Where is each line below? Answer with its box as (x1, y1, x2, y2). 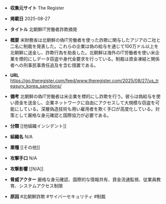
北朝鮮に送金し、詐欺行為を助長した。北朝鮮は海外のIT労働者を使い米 (10, 50, 155, 55)
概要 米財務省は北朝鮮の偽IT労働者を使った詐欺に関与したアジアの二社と (10, 37, 161, 43)
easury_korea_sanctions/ (10, 83, 62, 89)
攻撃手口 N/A (10, 155, 37, 161)
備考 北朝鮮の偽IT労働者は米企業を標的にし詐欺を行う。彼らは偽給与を (10, 93, 156, 99)
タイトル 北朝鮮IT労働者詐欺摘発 (10, 26, 77, 32)
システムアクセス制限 (19, 183, 63, 188)
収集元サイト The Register (10, 5, 64, 11)
